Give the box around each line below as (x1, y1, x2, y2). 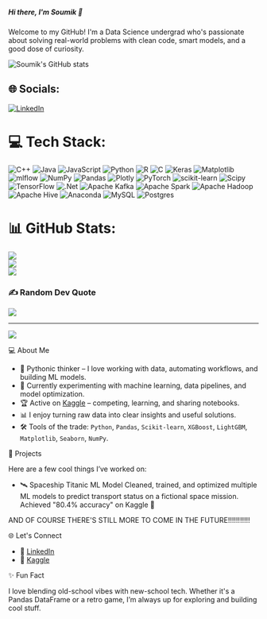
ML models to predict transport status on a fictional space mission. (19, 491, 239, 501)
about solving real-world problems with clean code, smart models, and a (8, 35, 246, 44)
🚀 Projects (8, 448, 42, 458)
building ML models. (19, 372, 87, 381)
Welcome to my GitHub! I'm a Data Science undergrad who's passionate (8, 27, 245, 37)
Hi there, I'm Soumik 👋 (8, 7, 83, 17)
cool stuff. (8, 603, 41, 613)
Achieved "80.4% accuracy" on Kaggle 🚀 (19, 500, 155, 509)
